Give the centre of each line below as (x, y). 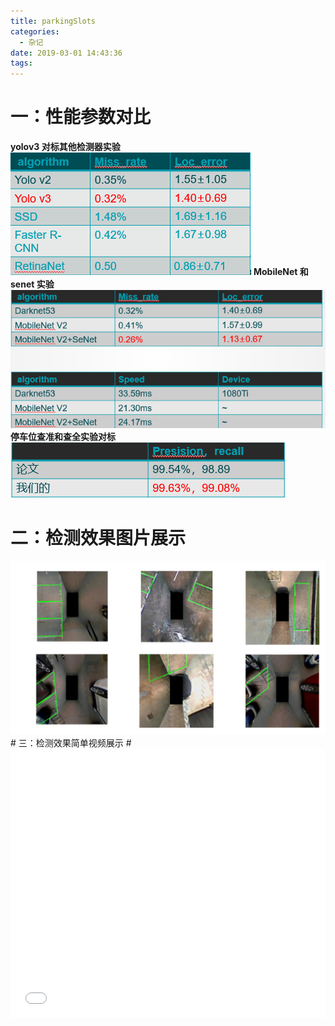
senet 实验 (32, 284)
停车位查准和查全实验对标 (63, 436)
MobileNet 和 (281, 272)
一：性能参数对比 (81, 117)
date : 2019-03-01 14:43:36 (66, 53)
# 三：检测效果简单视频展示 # (71, 743)
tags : (21, 63)
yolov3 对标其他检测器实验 (65, 147)
